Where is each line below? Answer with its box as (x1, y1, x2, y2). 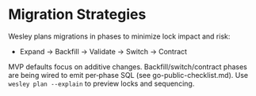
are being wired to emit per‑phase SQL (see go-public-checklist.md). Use (8, 70, 248, 79)
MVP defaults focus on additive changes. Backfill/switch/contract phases (8, 61, 247, 72)
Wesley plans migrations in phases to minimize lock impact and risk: (8, 31, 231, 41)
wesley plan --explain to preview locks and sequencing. (8, 79, 195, 88)
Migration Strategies (8, 6, 147, 24)
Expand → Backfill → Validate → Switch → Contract (19, 46, 188, 56)
